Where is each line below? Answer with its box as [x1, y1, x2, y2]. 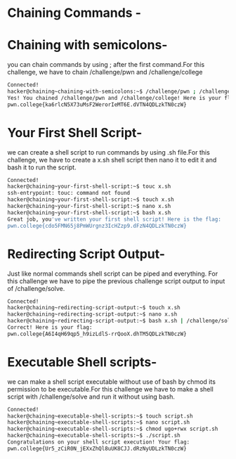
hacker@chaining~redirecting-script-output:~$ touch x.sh [7, 304, 181, 311]
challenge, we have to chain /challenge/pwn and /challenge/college [7, 68, 203, 77]
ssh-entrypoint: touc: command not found [7, 190, 131, 197]
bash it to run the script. [7, 163, 77, 172]
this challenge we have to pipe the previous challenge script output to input [7, 276, 225, 285]
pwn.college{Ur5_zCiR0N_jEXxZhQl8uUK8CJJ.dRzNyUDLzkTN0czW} [7, 445, 188, 452]
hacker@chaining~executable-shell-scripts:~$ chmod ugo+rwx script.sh [7, 425, 218, 433]
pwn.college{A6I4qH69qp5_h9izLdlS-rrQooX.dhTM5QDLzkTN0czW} [7, 330, 188, 337]
